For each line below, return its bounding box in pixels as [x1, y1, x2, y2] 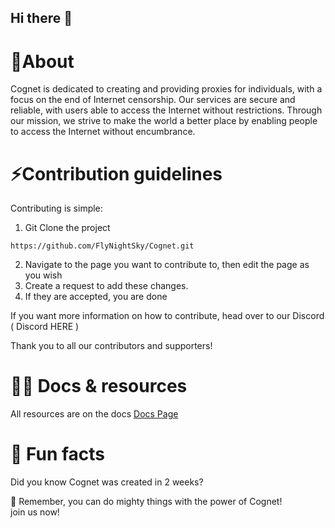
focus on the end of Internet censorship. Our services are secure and [10, 94, 296, 106]
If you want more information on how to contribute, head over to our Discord [10, 310, 325, 322]
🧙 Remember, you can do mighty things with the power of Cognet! [10, 496, 283, 508]
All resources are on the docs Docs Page [10, 408, 179, 420]
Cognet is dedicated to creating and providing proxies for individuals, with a [10, 83, 323, 95]
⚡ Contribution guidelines [10, 162, 223, 185]
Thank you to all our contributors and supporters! [10, 340, 213, 352]
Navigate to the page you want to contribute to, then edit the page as [24, 259, 310, 271]
